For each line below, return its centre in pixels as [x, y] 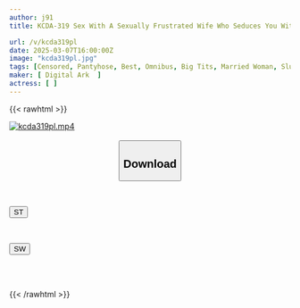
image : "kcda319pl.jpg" [54, 59]
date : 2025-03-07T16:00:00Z [62, 50]
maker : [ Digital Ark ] [55, 75]
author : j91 [31, 17]
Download [150, 164]
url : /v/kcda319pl [43, 42]
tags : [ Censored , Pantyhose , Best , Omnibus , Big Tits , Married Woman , [143, 67]
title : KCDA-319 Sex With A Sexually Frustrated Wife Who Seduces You [143, 26]
